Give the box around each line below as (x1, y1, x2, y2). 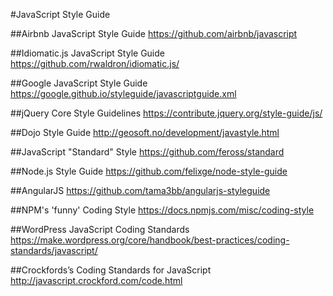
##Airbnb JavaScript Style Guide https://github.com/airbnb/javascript (10, 28, 298, 39)
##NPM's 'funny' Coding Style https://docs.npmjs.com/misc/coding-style (10, 204, 315, 216)
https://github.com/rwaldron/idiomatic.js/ (10, 58, 180, 69)
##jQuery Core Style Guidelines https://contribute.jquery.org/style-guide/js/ (10, 107, 323, 119)
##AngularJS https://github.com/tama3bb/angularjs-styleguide (10, 185, 271, 196)
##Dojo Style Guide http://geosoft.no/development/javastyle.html (10, 127, 280, 138)
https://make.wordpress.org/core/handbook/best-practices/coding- (10, 234, 290, 246)
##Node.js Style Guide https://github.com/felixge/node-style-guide (10, 165, 288, 177)
